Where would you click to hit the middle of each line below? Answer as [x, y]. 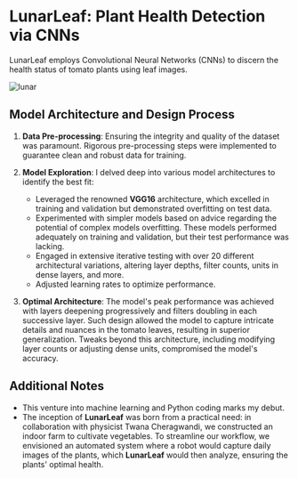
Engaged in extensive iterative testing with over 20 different [145, 255]
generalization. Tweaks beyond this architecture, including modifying [149, 339]
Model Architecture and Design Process [122, 114]
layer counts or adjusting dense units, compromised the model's [140, 348]
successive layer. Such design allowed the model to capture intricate [148, 320]
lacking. [50, 246]
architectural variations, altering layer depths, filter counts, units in [157, 265]
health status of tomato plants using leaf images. [99, 69]
